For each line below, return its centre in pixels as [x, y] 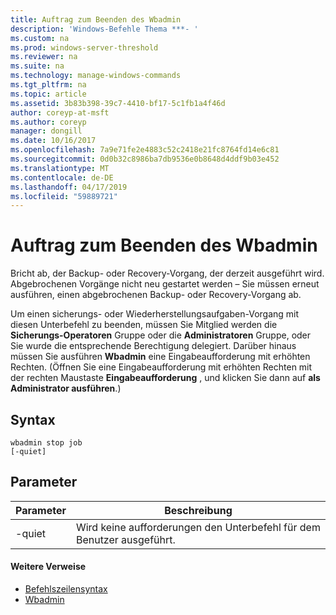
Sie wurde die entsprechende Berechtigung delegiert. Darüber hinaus [153, 346]
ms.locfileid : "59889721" [64, 196]
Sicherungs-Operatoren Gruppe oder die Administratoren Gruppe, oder [161, 335]
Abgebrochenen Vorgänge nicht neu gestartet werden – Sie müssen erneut [165, 284]
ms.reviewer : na [44, 57]
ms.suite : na [37, 66]
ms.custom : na [40, 38]
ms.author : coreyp [48, 122]
